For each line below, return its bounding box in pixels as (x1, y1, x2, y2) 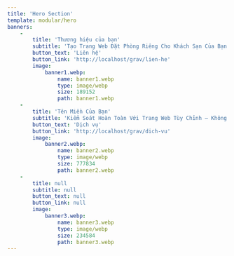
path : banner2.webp (57, 166, 114, 174)
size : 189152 (57, 88, 96, 95)
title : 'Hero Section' (7, 10, 74, 18)
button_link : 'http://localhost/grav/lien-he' (32, 56, 171, 63)
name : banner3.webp (57, 219, 114, 226)
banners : (7, 23, 33, 30)
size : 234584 (57, 232, 96, 239)
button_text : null (32, 193, 86, 200)
